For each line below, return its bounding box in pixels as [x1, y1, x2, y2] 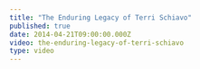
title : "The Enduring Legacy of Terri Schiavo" [9, 13, 193, 22]
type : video [9, 47, 54, 56]
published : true [9, 22, 71, 30]
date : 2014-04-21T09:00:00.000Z [9, 30, 131, 39]
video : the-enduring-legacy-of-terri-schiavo [9, 38, 184, 47]
